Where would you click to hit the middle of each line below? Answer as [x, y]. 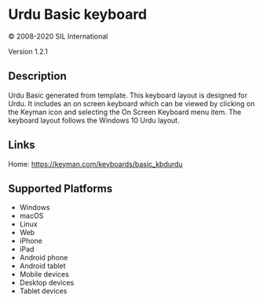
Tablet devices [43, 291]
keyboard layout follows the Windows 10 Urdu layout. [94, 120]
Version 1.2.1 [28, 51]
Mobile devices [44, 274]
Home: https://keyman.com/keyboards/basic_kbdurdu [95, 164]
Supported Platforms [60, 188]
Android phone [44, 258]
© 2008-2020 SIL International [58, 36]
